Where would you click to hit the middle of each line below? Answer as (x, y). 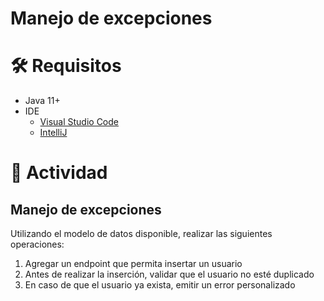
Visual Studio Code (79, 122)
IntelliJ (53, 133)
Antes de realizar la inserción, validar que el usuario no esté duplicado (169, 274)
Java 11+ (42, 101)
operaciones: (37, 244)
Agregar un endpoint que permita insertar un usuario (133, 264)
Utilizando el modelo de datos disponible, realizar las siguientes (141, 234)
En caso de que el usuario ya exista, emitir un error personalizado (160, 285)
